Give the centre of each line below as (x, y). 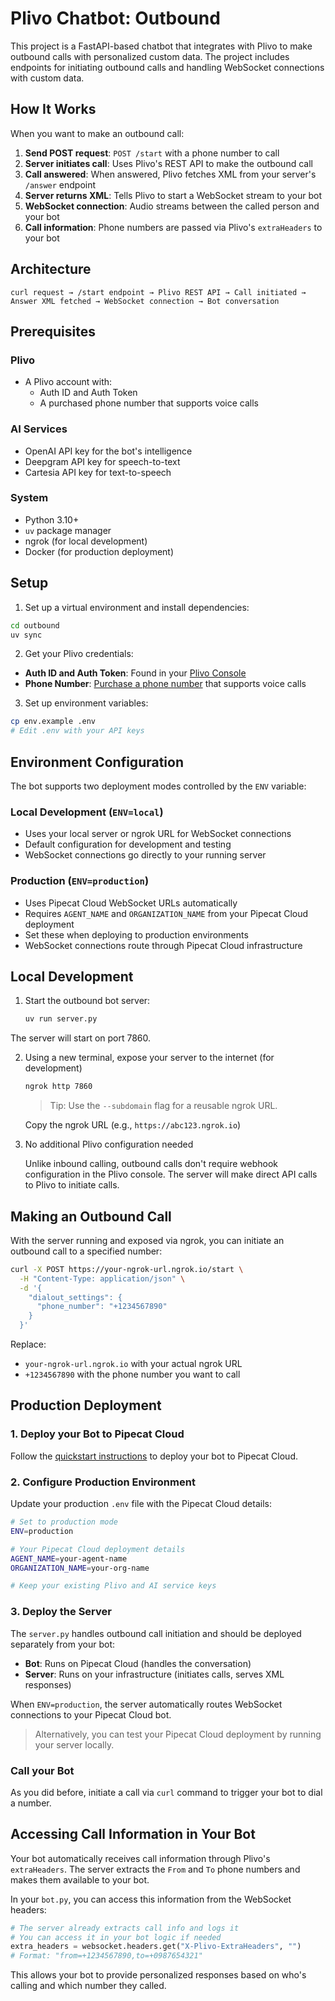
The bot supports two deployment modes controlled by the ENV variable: (158, 786)
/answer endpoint (60, 184)
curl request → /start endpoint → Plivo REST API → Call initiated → (158, 292)
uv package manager (68, 530)
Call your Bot (42, 1770)
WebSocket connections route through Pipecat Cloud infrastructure (163, 945)
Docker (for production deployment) (99, 551)
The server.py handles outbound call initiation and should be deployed (156, 1633)
